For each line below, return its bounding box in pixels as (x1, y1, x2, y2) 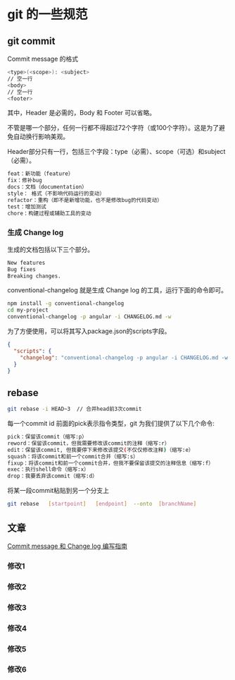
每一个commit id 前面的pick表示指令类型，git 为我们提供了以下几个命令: (7, 419, 215, 428)
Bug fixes (7, 266, 37, 273)
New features (7, 259, 46, 266)
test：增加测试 (7, 203, 47, 210)
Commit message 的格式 (7, 54, 79, 63)
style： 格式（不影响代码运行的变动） (7, 190, 106, 197)
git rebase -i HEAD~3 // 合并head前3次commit (7, 405, 142, 413)
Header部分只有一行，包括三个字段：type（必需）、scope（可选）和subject (7, 148, 226, 156)
